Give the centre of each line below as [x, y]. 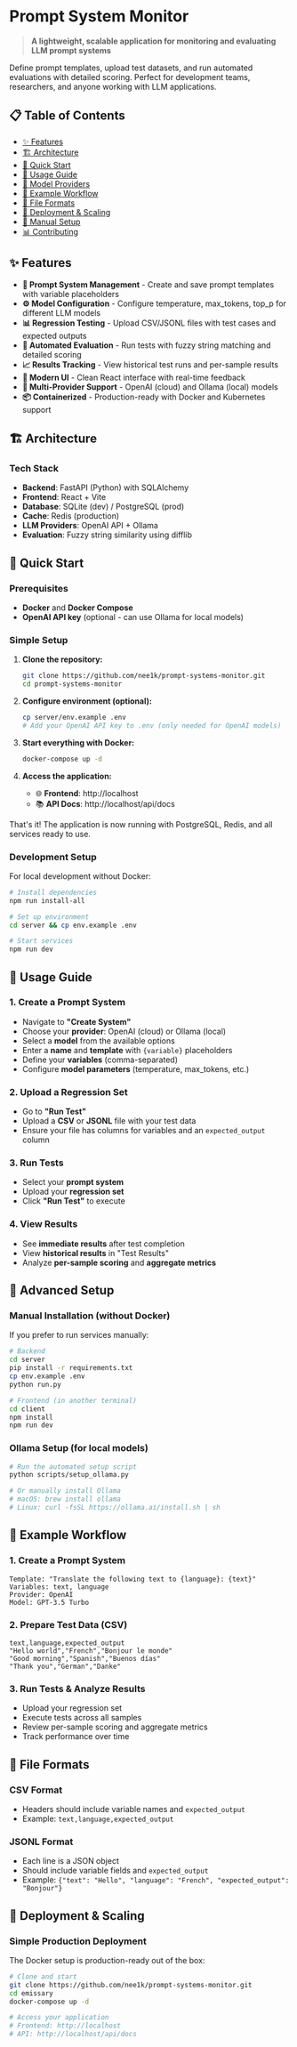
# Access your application [59, 2018]
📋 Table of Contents [68, 116]
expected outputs [54, 335]
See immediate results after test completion [103, 1244]
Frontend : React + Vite [64, 497]
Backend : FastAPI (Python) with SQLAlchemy [105, 488]
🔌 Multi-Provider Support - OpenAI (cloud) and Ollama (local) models [150, 387]
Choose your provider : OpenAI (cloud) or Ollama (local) [124, 1031]
